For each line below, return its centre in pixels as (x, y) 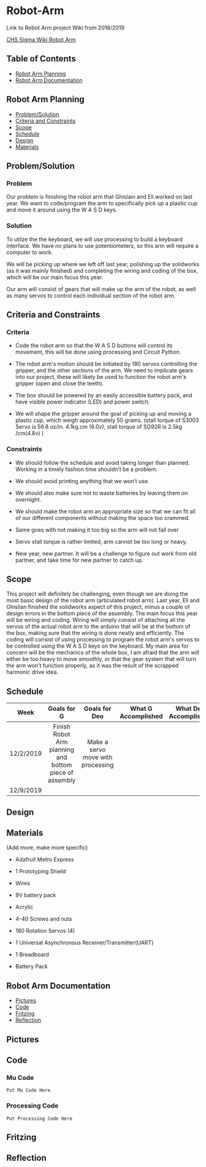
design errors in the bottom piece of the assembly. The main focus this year (102, 613)
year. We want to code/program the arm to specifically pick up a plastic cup (102, 204)
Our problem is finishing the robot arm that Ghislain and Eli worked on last (100, 197)
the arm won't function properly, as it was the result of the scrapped (93, 665)
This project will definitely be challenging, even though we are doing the (97, 594)
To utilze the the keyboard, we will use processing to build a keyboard (94, 239)
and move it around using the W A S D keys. (62, 210)
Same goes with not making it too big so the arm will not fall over (97, 530)
